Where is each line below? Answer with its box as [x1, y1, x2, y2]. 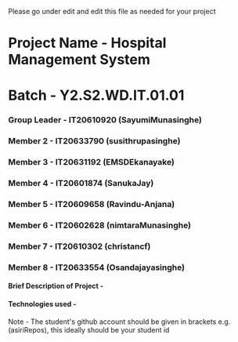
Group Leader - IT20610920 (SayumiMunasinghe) [8, 115, 202, 126]
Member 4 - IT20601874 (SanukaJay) [8, 178, 154, 189]
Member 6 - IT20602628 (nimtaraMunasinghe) [8, 220, 192, 231]
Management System [8, 51, 151, 69]
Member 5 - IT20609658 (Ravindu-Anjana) [8, 198, 175, 209]
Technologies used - [8, 299, 77, 308]
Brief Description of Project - [8, 282, 104, 291]
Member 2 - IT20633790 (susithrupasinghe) [8, 136, 181, 147]
